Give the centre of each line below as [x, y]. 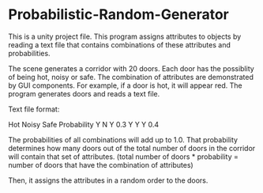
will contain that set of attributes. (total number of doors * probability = [123, 157]
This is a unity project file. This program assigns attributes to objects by [125, 36]
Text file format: [34, 109]
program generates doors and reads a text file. [84, 93]
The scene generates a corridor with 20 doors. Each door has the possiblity [131, 68]
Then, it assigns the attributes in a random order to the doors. [108, 180]
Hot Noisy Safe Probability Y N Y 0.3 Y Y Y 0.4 [84, 124]
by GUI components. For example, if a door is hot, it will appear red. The [125, 85]
